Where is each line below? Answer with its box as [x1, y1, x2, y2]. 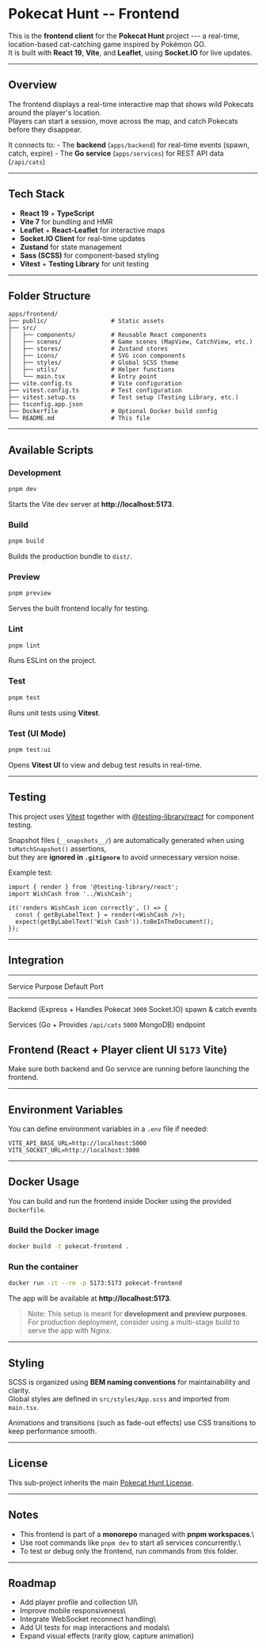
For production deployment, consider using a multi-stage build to [27, 1317, 240, 1327]
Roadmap [8, 1577, 57, 1590]
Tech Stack [8, 187, 65, 201]
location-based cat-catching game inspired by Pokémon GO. [8, 39, 206, 48]
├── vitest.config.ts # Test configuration [8, 386, 182, 395]
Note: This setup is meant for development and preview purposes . [27, 1309, 248, 1319]
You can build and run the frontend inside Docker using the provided [8, 1196, 232, 1205]
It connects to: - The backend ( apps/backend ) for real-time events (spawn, [8, 140, 250, 149]
